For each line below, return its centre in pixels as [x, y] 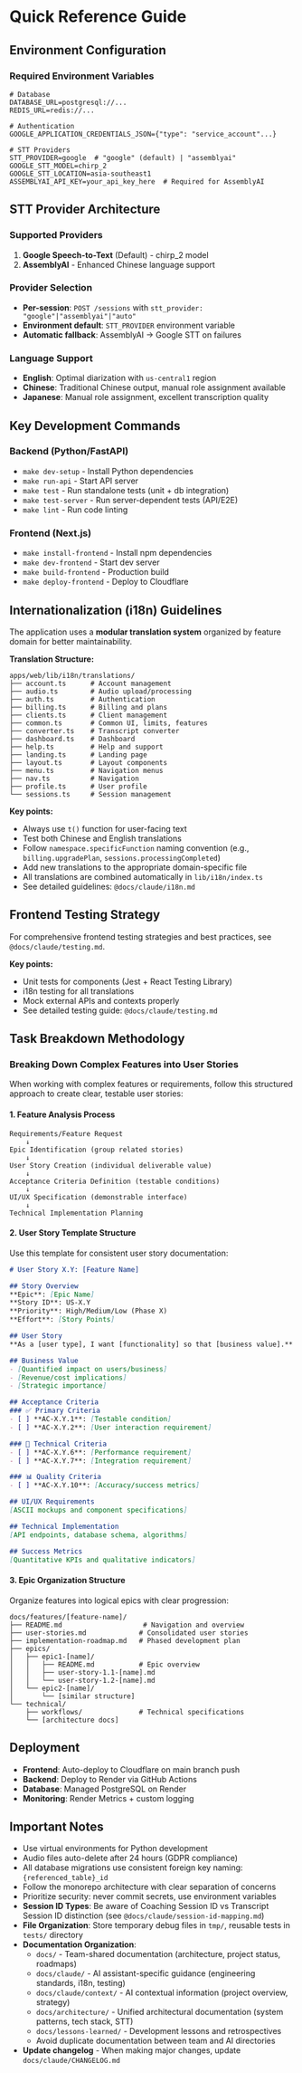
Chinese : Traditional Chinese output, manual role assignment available [154, 387]
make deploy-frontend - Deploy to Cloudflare [105, 582]
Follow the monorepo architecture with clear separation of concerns [149, 1887]
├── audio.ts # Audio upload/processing [101, 691]
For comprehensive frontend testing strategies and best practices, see [141, 936]
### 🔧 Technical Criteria [58, 1444]
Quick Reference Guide [98, 17]
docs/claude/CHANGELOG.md [71, 2061]
